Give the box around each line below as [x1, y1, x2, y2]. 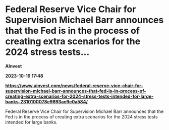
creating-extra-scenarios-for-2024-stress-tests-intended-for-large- [5, 93, 154, 99]
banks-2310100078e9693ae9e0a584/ [5, 98, 88, 104]
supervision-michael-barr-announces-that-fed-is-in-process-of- [5, 88, 146, 94]
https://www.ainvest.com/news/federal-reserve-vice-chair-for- [5, 82, 144, 89]
